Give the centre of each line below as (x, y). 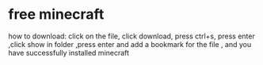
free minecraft (56, 14)
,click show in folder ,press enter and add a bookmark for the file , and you (130, 44)
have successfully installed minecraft (69, 52)
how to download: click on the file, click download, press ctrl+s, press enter (131, 36)
